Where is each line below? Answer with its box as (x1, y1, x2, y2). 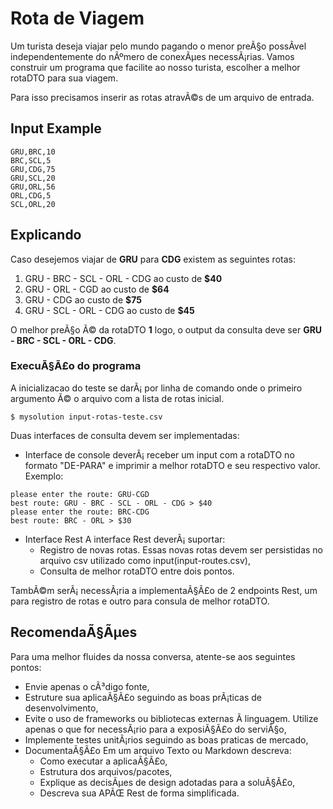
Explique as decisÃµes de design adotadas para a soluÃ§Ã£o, (39, 776, 296, 788)
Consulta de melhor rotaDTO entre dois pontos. (39, 565, 235, 577)
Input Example (10, 120, 102, 137)
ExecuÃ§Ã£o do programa (10, 359, 142, 373)
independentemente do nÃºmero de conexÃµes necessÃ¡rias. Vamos (10, 50, 295, 62)
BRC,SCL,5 (10, 155, 52, 166)
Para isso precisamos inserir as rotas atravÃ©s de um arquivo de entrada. (10, 91, 315, 103)
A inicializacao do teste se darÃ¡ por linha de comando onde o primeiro (10, 382, 303, 394)
